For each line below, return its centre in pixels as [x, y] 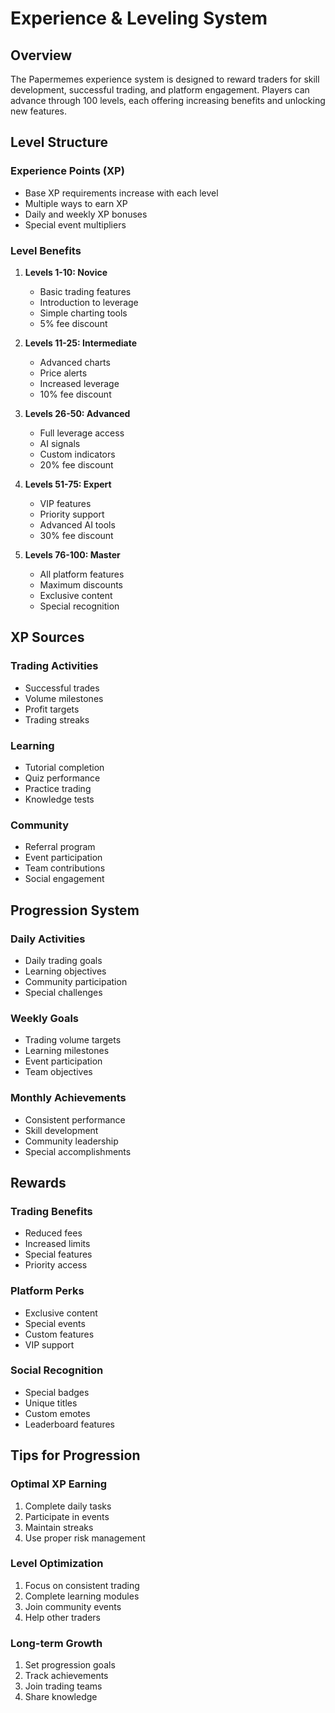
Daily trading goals [63, 960]
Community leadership [71, 1141]
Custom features [59, 1334]
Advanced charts [75, 362]
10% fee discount [75, 394]
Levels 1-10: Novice [66, 272]
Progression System [75, 910]
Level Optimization [57, 1564]
